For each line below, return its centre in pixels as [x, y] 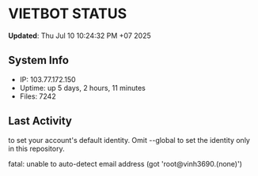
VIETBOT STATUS [68, 14]
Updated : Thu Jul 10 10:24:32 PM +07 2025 [80, 36]
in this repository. [36, 148]
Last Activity [40, 121]
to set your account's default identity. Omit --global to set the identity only [129, 140]
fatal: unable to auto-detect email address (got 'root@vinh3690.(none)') [125, 163]
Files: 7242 [38, 96]
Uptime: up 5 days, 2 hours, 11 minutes [83, 88]
